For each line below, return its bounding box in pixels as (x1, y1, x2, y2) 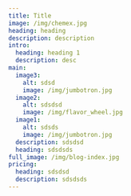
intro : (8, 42, 30, 50)
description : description (8, 34, 94, 42)
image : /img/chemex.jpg (8, 19, 88, 27)
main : (8, 64, 26, 72)
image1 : (15, 116, 42, 124)
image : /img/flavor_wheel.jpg (22, 109, 124, 117)
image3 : (15, 71, 42, 79)
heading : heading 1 (15, 49, 81, 57)
